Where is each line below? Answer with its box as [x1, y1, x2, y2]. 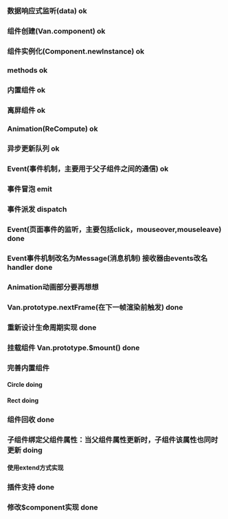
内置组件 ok [7, 85, 46, 94]
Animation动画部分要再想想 [7, 282, 99, 292]
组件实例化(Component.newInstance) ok [7, 46, 145, 56]
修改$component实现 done [7, 502, 98, 512]
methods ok [7, 65, 48, 75]
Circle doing [7, 381, 43, 389]
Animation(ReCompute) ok [7, 124, 98, 134]
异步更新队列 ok [7, 144, 60, 153]
